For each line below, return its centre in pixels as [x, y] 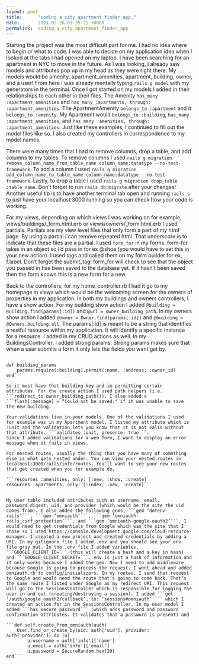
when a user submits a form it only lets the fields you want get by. [86, 349]
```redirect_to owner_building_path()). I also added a [76, 396]
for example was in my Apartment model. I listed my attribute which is [98, 423]
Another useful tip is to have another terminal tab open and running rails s [98, 193]
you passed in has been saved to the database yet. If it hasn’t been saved [96, 268]
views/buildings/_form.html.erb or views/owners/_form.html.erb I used [92, 224]
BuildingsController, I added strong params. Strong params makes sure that [98, 343]
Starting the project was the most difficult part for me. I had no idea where [97, 45]
